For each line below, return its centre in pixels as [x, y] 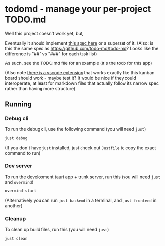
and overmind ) [19, 182]
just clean [16, 238]
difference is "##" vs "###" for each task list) [51, 54]
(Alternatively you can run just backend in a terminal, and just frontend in [81, 200]
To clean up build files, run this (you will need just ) [57, 229]
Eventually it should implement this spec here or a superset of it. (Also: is [79, 43]
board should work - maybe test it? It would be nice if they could [71, 78]
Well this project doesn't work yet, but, [44, 33]
